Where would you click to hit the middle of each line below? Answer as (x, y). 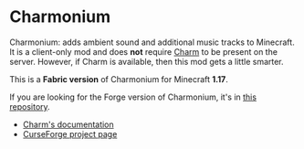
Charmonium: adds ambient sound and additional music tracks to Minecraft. (152, 42)
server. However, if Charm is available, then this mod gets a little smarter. (147, 61)
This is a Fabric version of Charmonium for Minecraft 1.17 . (119, 79)
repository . (30, 106)
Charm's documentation (68, 124)
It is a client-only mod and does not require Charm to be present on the (144, 51)
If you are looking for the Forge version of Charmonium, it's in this (133, 97)
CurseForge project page (70, 133)
